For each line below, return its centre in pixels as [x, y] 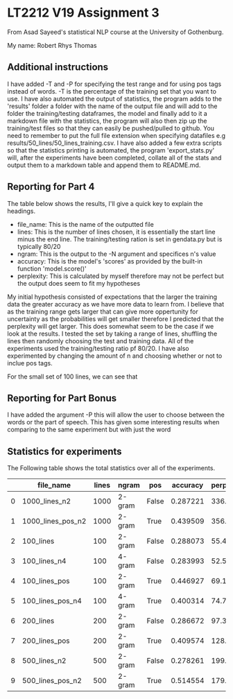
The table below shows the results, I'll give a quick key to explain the [105, 203]
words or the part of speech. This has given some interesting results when [113, 422]
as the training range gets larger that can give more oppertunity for [103, 311]
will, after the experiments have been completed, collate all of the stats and [114, 157]
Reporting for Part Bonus [62, 398]
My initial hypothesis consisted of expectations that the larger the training [112, 297]
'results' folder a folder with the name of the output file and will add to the [112, 106]
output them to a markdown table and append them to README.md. [104, 165]
